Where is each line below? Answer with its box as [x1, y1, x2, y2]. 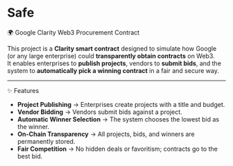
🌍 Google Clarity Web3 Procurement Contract [7, 28, 140, 36]
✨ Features [7, 86, 40, 94]
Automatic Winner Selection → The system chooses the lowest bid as [17, 115, 220, 123]
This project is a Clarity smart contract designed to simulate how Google [7, 44, 217, 53]
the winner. [17, 122, 50, 131]
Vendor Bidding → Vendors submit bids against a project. [17, 108, 182, 116]
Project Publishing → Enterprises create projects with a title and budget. [17, 100, 225, 108]
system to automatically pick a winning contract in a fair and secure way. [7, 66, 220, 74]
